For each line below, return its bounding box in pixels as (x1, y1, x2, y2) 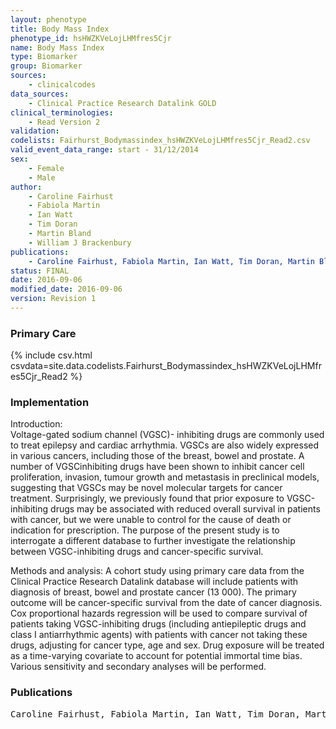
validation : (10, 126, 60, 136)
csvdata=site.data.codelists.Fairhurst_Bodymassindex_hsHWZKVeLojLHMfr (10, 360, 322, 372)
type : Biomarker (10, 52, 78, 62)
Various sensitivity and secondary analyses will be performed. (10, 661, 267, 673)
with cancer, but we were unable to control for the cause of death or (10, 514, 292, 526)
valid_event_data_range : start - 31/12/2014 (10, 145, 199, 155)
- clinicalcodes (28, 80, 97, 90)
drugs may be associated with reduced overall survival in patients (50, 503, 321, 515)
